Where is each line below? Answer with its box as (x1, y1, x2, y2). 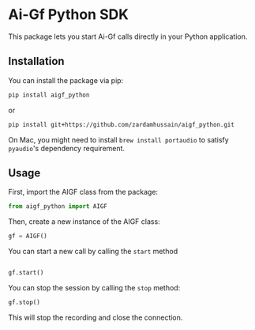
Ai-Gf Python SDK (8, 6, 129, 24)
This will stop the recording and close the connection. (8, 313, 183, 322)
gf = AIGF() (8, 232, 47, 241)
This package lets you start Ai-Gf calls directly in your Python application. (8, 32, 248, 41)
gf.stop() (8, 298, 41, 306)
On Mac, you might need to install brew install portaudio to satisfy (8, 135, 229, 144)
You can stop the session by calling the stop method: (8, 283, 181, 292)
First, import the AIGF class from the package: (8, 188, 159, 197)
